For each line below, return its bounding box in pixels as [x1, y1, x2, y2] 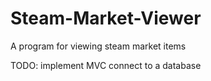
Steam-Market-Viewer [10, 7, 202, 30]
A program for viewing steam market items [10, 40, 187, 52]
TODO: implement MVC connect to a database [10, 59, 202, 71]
